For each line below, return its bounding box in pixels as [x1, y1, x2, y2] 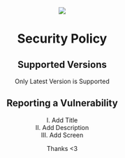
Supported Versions [17, 59, 107, 71]
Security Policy [17, 31, 108, 47]
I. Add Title [46, 115, 78, 124]
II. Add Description [35, 123, 89, 131]
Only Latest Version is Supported [14, 77, 110, 85]
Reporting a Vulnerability [6, 97, 118, 109]
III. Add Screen [41, 131, 84, 139]
